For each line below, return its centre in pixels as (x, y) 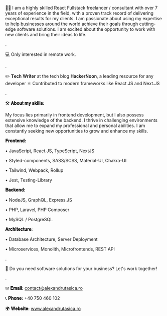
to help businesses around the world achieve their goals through (72, 24)
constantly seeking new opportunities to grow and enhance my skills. (77, 131)
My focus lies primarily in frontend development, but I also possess (74, 115)
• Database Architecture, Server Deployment (51, 239)
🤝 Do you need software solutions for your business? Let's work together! (81, 269)
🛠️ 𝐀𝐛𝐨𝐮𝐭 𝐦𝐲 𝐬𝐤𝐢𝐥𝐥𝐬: (25, 103)
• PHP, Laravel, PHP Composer (37, 210)
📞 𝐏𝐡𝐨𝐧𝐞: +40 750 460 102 (33, 298)
